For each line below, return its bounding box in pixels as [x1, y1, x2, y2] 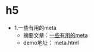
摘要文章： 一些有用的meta [23, 31, 88, 39]
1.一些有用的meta [14, 24, 57, 31]
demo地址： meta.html [23, 39, 79, 46]
